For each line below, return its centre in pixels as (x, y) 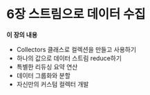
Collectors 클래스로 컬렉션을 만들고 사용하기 (76, 49)
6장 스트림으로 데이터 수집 (76, 14)
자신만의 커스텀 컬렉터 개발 (53, 84)
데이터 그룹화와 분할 (43, 75)
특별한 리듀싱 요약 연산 (47, 67)
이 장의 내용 (22, 35)
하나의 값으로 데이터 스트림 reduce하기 (69, 58)
